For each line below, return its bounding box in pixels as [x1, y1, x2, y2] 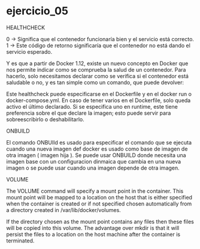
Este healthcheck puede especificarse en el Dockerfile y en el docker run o [6, 90, 192, 97]
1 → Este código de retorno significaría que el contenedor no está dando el [6, 42, 190, 49]
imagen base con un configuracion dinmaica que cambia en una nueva [6, 158, 181, 165]
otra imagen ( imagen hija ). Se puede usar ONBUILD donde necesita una [6, 151, 187, 159]
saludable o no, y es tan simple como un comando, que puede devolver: [6, 79, 184, 86]
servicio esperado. [6, 48, 53, 55]
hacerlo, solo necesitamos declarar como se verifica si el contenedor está [6, 72, 189, 79]
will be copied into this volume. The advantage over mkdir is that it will [6, 224, 180, 231]
